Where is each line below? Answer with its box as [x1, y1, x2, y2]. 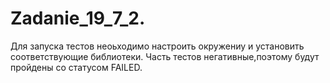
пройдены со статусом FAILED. [10, 61, 143, 73]
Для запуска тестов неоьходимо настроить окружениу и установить [10, 40, 305, 52]
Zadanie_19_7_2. [10, 7, 146, 30]
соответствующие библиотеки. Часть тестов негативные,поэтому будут [10, 50, 320, 62]
